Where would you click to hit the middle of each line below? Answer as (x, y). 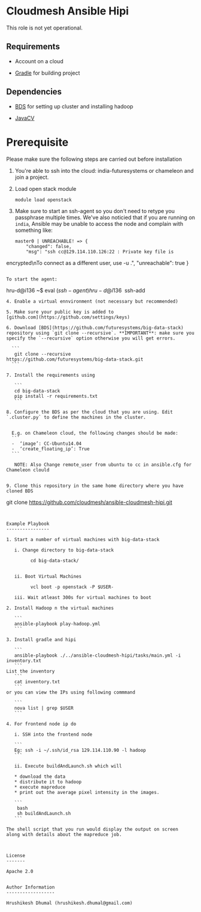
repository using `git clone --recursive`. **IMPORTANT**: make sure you (100, 333)
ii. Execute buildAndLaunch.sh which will (68, 766)
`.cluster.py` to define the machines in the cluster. (76, 417)
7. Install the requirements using (51, 375)
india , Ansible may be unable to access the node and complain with (99, 223)
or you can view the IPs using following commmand (71, 692)
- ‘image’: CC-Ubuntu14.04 (47, 444)
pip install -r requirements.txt (56, 396)
